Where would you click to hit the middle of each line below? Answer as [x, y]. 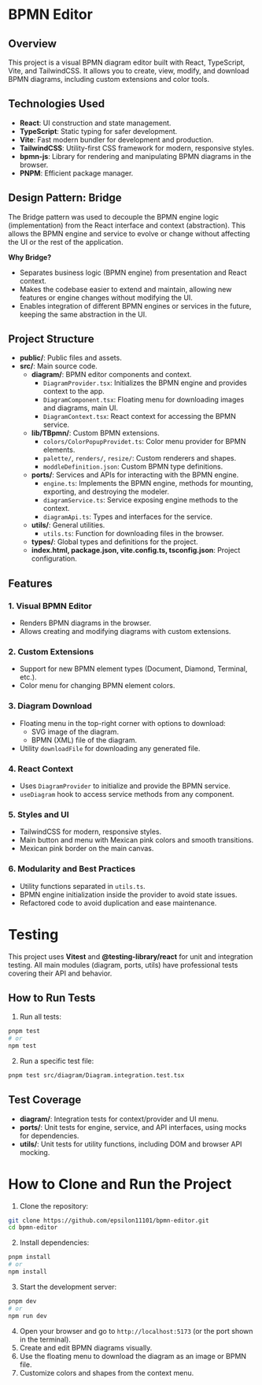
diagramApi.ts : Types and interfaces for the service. [128, 517]
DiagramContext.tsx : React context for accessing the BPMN [139, 417]
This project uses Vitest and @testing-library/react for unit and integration [131, 956]
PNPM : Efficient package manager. [76, 173]
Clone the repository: [54, 1205]
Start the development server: [68, 1287]
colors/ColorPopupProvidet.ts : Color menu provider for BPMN [144, 442]
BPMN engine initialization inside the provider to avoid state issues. [128, 894]
